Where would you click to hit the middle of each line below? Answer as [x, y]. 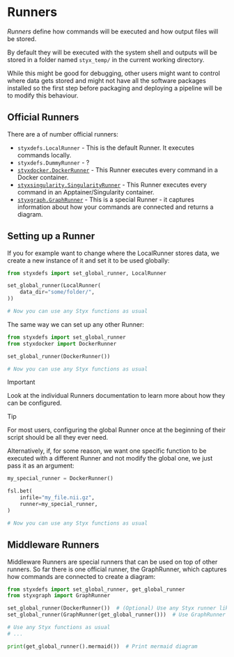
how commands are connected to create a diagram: [81, 576]
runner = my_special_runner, [59, 504]
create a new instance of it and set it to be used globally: [88, 260]
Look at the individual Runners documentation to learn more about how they [116, 396]
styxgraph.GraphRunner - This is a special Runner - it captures [106, 199]
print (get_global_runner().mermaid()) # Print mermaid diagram [102, 646]
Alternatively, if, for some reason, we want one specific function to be [107, 451]
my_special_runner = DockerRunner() [60, 479]
